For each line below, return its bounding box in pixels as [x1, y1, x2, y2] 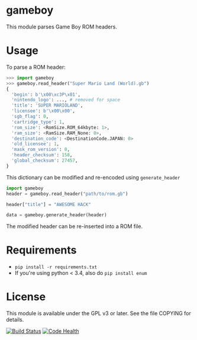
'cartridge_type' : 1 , [11, 119, 65, 125]
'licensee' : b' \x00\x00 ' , [11, 108, 76, 114]
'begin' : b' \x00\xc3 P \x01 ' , [11, 91, 81, 98]
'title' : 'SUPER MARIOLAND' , [11, 102, 83, 108]
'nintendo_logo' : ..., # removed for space [11, 97, 120, 103]
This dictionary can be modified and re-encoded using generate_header [6, 174, 180, 181]
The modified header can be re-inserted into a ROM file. [6, 223, 143, 230]
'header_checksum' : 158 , [11, 152, 73, 158]
